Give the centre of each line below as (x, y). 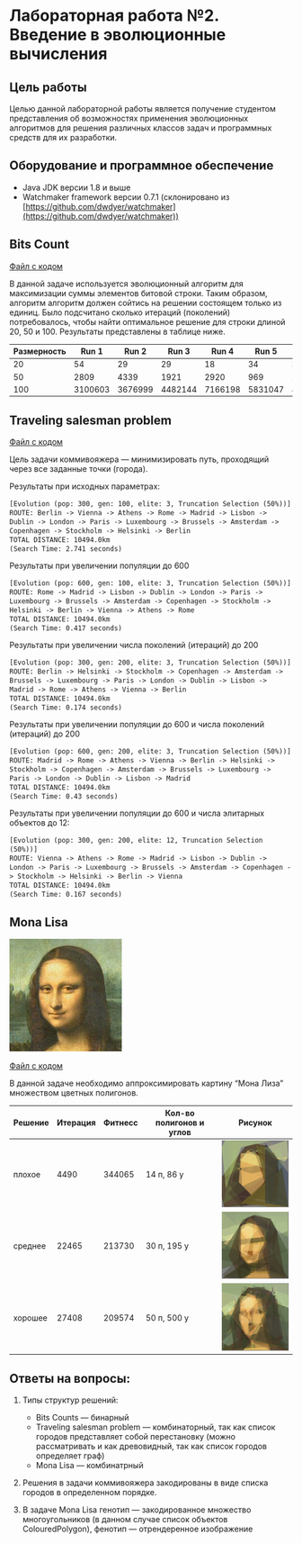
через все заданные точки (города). (79, 469)
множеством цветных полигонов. (74, 1093)
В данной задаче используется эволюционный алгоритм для (127, 284)
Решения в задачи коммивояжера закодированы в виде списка (145, 1483)
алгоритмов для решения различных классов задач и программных (141, 128)
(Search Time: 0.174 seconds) (66, 708)
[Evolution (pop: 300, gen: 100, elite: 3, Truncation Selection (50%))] (151, 504)
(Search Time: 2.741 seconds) (66, 549)
